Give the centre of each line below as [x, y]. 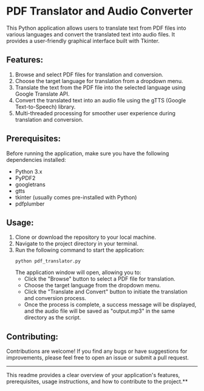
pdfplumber [30, 204]
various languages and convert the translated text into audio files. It [90, 34]
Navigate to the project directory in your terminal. [76, 244]
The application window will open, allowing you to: [78, 272]
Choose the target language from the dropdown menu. [92, 286]
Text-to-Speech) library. [45, 107]
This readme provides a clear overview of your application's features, [93, 375]
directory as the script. [53, 318]
